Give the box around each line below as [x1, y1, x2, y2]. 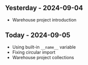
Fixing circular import [12, 49, 56, 55]
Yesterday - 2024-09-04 [5, 4, 84, 12]
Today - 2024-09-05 [5, 31, 70, 40]
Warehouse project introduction [12, 17, 77, 22]
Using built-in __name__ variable [12, 44, 76, 50]
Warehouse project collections [12, 54, 74, 60]
